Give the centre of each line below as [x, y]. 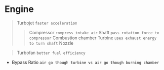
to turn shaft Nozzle [51, 43]
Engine [19, 9]
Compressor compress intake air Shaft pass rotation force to [94, 32]
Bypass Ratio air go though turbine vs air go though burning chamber [85, 62]
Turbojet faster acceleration [47, 23]
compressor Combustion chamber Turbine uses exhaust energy [93, 38]
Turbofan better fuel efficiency [51, 53]
